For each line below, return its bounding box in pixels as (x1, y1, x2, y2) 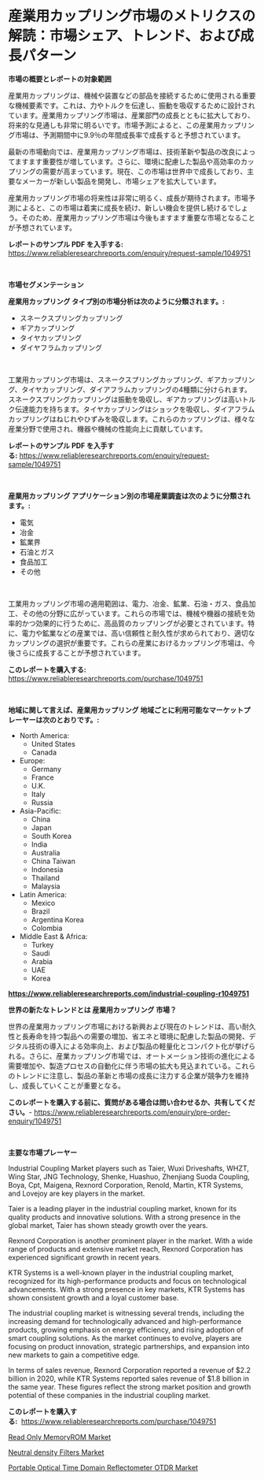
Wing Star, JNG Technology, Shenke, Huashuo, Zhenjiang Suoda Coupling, (8, 1171, 250, 1181)
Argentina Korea (31, 914, 84, 924)
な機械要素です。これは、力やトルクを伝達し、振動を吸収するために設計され (8, 100, 255, 110)
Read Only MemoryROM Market (8, 1432, 112, 1441)
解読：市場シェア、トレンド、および (8, 27, 241, 45)
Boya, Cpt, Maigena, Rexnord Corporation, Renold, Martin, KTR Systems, (8, 1180, 244, 1189)
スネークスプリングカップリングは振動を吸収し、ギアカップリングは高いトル (8, 395, 256, 404)
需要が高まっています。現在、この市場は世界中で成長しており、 (42, 166, 247, 176)
